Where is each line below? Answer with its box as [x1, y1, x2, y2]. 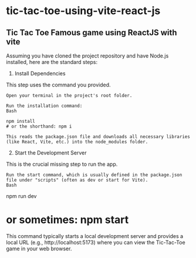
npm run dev [6, 193, 37, 199]
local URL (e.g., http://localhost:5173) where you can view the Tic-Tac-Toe [6, 239, 186, 246]
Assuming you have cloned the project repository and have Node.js [6, 52, 169, 59]
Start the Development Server [14, 149, 87, 156]
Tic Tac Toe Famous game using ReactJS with [6, 28, 177, 38]
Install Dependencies [14, 70, 66, 77]
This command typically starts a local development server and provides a [6, 232, 184, 239]
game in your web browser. [6, 245, 72, 252]
